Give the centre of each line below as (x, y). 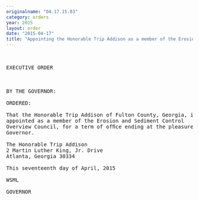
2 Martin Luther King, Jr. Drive (55, 151)
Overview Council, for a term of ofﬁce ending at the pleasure (100, 127)
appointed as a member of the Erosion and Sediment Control (95, 121)
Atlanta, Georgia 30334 (41, 157)
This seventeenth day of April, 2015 (61, 168)
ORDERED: (19, 103)
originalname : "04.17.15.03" (42, 12)
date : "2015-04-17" (30, 34)
